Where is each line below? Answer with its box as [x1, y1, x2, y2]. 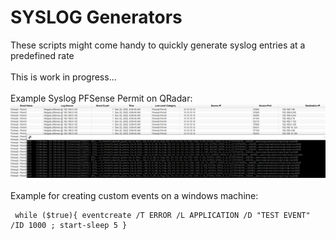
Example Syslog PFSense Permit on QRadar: [10, 92, 193, 104]
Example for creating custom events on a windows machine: [10, 190, 259, 202]
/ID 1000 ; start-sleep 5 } [10, 221, 128, 231]
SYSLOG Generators [10, 6, 183, 29]
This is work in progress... [10, 71, 117, 83]
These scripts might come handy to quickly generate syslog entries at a [10, 39, 306, 51]
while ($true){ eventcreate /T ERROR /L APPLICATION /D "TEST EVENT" [14, 211, 311, 221]
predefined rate [10, 49, 75, 61]
